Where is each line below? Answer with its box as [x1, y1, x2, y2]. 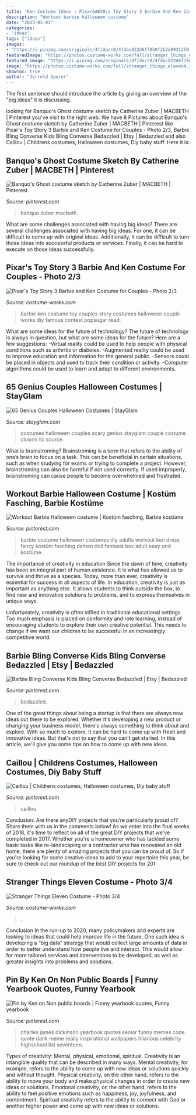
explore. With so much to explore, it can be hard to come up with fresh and [6, 728, 186, 736]
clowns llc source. [20, 436, 64, 443]
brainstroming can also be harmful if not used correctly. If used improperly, [6, 465, 187, 472]
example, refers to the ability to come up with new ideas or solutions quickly [6, 1065, 189, 1072]
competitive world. [6, 634, 51, 641]
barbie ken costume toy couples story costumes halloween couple [20, 310, 180, 317]
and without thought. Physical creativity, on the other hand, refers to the [6, 1071, 179, 1078]
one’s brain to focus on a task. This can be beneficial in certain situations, [6, 453, 183, 460]
